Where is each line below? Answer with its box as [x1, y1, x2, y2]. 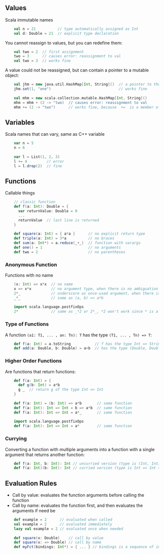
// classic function [14, 199, 56, 205]
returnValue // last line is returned [18, 217, 99, 222]
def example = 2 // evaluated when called [14, 517, 112, 522]
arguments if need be [12, 508, 56, 514]
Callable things [5, 190, 35, 196]
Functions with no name [5, 272, 54, 278]
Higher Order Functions [5, 358, 62, 364]
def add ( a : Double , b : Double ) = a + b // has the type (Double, [14, 346, 147, 351]
